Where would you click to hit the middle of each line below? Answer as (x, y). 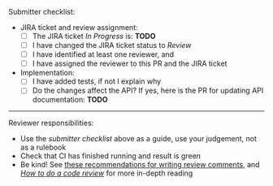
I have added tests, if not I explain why (97, 81)
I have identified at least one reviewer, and (103, 54)
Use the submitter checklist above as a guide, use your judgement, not (139, 139)
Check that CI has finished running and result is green (110, 156)
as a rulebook (43, 147)
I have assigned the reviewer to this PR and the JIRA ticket (130, 63)
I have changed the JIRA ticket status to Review (112, 45)
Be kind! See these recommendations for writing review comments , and (140, 165)
